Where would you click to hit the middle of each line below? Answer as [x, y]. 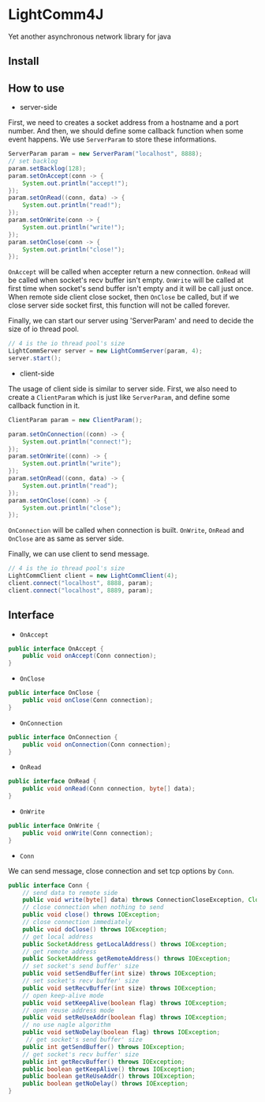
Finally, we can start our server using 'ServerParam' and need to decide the [131, 321]
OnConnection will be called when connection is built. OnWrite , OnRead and [126, 530]
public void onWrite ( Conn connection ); [88, 833]
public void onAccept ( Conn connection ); [90, 656]
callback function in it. [44, 406]
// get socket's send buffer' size [84, 1040]
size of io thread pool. [43, 329]
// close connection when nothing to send [93, 908]
